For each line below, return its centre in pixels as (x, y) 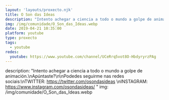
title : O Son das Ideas (30, 15)
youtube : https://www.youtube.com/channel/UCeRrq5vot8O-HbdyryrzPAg (83, 57)
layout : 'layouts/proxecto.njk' (39, 10)
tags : (11, 43)
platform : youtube (24, 33)
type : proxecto (21, 38)
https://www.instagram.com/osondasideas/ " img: (57, 87)
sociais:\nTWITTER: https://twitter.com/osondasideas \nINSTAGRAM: (76, 81)
